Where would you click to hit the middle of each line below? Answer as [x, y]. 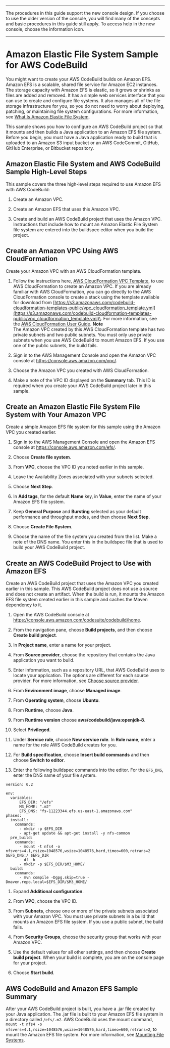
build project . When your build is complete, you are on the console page [89, 957]
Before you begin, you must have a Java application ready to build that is [81, 137]
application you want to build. [44, 660]
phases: [14, 816]
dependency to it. [24, 605]
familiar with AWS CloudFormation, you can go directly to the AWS [82, 291]
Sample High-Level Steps [46, 172]
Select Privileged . [32, 730]
